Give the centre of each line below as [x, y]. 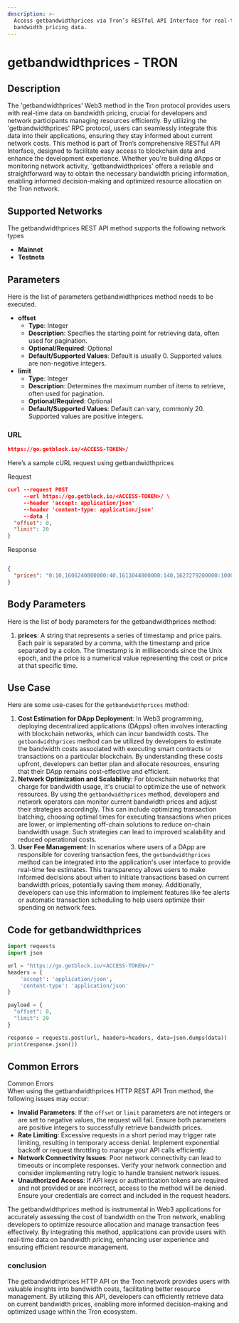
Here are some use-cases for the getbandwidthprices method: [99, 705]
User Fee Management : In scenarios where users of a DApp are [112, 847]
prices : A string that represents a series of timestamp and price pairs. [120, 635]
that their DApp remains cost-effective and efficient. [94, 772]
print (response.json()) [43, 1044]
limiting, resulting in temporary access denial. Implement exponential [118, 1143]
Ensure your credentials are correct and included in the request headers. [124, 1196]
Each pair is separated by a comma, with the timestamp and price [114, 643]
